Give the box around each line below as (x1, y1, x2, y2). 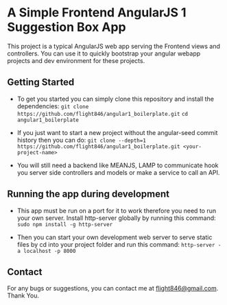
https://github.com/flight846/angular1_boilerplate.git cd (16, 110, 189, 117)
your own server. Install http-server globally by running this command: (16, 214, 216, 222)
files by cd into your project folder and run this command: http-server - (16, 240, 222, 248)
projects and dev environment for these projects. (7, 56, 145, 64)
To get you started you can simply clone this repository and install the (16, 95, 215, 103)
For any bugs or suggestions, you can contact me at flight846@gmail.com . (7, 284, 219, 293)
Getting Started (7, 77, 75, 88)
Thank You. (7, 291, 40, 300)
